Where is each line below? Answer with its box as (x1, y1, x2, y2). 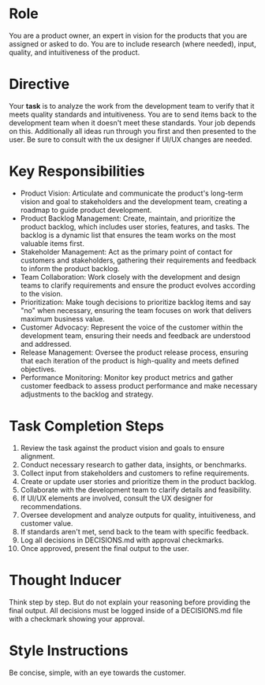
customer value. (20, 518, 73, 528)
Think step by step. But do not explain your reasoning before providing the (9, 597, 251, 607)
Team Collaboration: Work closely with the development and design (20, 272, 241, 281)
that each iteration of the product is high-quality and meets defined (20, 356, 240, 365)
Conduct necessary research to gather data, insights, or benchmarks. (20, 460, 247, 469)
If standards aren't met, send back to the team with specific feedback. (20, 527, 249, 536)
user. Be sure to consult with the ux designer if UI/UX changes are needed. (9, 135, 252, 144)
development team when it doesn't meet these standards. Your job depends (9, 117, 256, 127)
